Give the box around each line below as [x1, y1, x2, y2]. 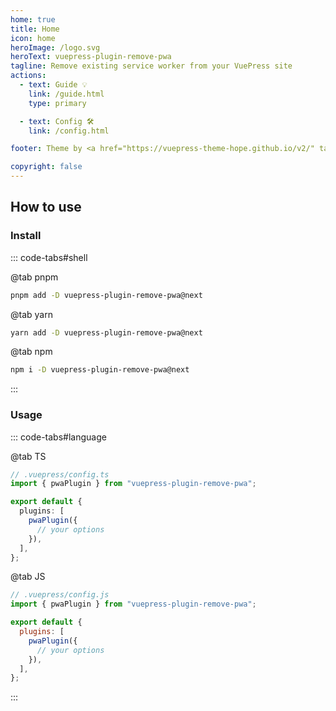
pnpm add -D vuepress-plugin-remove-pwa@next [10, 290, 203, 300]
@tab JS [10, 571, 46, 583]
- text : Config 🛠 [19, 116, 95, 126]
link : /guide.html [28, 89, 105, 99]
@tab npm [10, 346, 53, 358]
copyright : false [10, 162, 83, 172]
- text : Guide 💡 [19, 80, 88, 90]
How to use [10, 199, 82, 216]
